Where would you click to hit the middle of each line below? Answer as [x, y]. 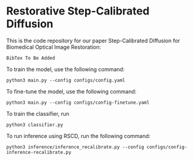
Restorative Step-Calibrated [78, 11]
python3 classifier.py [35, 125]
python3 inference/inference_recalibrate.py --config [75, 147]
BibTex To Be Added [31, 58]
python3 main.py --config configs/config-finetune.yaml [78, 103]
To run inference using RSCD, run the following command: [78, 136]
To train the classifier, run [38, 113]
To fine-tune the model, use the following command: [71, 91]
